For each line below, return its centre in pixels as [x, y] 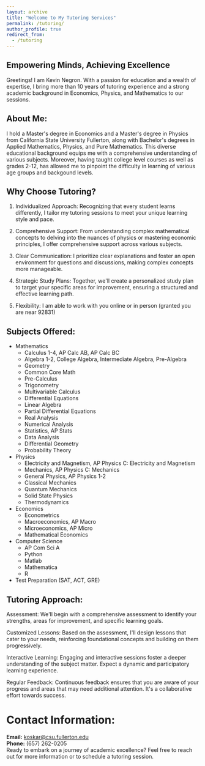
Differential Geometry [51, 444]
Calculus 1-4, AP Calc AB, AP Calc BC [72, 353]
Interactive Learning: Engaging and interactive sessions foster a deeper [96, 658]
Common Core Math [50, 372]
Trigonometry [42, 385]
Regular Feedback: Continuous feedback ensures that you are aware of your [102, 682]
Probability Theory [48, 450]
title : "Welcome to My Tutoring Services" [61, 18]
